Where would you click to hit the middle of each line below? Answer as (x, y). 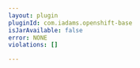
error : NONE (28, 38)
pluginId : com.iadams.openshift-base (70, 23)
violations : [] (33, 45)
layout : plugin (33, 15)
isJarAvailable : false (45, 30)
